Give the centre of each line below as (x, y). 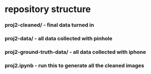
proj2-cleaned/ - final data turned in (49, 25)
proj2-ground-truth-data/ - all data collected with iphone (75, 52)
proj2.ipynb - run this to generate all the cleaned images (74, 65)
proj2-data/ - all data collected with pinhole (59, 39)
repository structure (48, 9)
